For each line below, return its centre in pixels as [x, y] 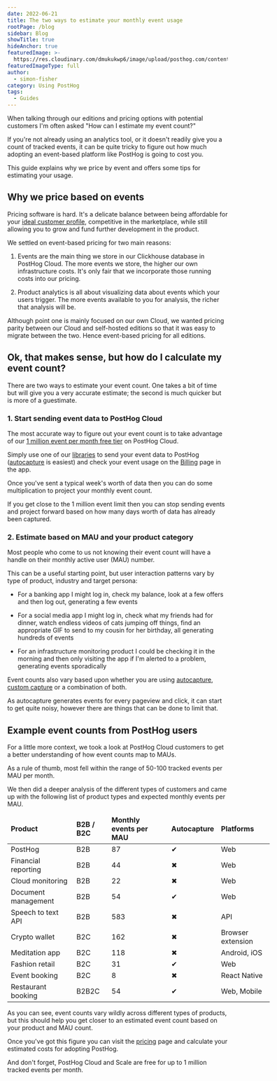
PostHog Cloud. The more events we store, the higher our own [107, 263]
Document [28, 893]
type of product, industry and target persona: [72, 581]
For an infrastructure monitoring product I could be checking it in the [116, 652]
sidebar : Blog [28, 33]
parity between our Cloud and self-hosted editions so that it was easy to [111, 328]
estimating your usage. [40, 175]
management [33, 901]
